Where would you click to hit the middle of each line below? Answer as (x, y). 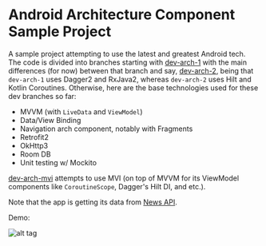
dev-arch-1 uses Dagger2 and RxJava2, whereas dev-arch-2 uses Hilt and (130, 79)
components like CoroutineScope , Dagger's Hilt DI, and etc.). (107, 186)
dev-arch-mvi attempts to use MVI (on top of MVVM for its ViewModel (124, 178)
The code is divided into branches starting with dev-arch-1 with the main (128, 62)
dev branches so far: (42, 96)
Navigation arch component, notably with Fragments (106, 129)
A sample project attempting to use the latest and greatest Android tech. (127, 54)
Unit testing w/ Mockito (58, 162)
